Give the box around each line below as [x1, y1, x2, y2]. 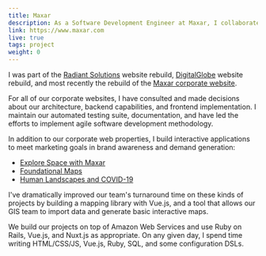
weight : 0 [8, 48, 41, 56]
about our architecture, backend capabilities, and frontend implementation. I [8, 102, 256, 111]
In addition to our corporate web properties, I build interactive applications [8, 134, 251, 143]
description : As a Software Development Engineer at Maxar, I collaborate [8, 19, 260, 27]
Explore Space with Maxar [19, 158, 105, 167]
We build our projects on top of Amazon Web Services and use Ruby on [8, 222, 242, 232]
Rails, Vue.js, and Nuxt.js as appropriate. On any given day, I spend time [8, 231, 243, 239]
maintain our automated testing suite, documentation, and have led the [8, 111, 239, 119]
